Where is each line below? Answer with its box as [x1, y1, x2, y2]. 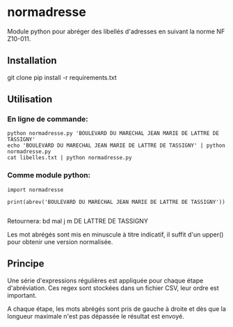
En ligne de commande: [7, 114, 88, 124]
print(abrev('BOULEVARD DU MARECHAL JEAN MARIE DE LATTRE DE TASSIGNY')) [7, 198, 226, 205]
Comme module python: [7, 170, 91, 180]
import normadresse [7, 186, 64, 193]
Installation [7, 55, 57, 67]
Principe [7, 258, 45, 270]
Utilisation [7, 93, 53, 105]
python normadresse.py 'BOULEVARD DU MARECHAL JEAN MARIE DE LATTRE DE [7, 130, 219, 137]
